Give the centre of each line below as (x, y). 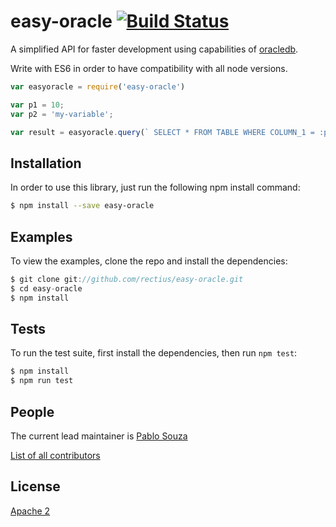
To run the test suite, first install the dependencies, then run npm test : (154, 353)
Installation (46, 163)
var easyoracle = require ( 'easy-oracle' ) (98, 86)
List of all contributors (55, 455)
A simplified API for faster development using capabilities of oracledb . (154, 49)
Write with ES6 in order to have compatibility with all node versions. (149, 68)
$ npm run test (42, 381)
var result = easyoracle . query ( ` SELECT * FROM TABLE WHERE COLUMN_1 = (162, 132)
